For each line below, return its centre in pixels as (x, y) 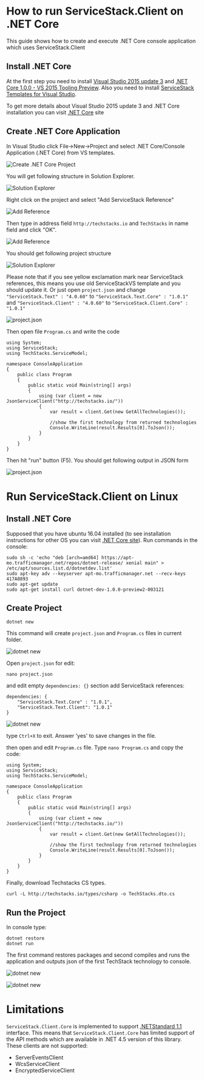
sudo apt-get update (32, 584)
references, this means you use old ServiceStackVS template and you (93, 283)
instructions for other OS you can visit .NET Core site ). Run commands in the (102, 540)
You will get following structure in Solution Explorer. (71, 176)
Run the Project (36, 913)
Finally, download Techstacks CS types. (56, 883)
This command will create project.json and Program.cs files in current (94, 633)
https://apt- (118, 557)
